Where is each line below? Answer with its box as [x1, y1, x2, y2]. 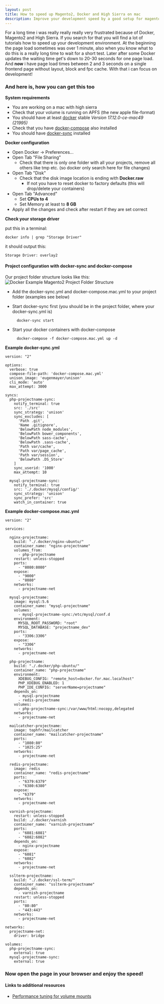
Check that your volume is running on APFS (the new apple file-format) [12, 109, 155, 115]
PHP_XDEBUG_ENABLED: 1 [18, 680, 64, 685]
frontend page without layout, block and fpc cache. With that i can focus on [5, 66, 157, 72]
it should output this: [5, 243, 46, 249]
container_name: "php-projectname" [14, 668, 86, 673]
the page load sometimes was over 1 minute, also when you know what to [5, 45, 153, 51]
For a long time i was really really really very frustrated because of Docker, [5, 30, 155, 36]
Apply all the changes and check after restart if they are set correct [12, 206, 147, 212]
